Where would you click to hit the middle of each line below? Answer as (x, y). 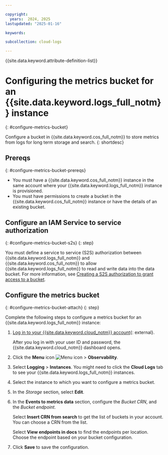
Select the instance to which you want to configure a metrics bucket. (84, 382)
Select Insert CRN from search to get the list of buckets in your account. (88, 417)
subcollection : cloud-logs (33, 42)
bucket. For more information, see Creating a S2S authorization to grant (79, 274)
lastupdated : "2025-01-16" (33, 24)
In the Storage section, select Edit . (48, 392)
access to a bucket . (26, 279)
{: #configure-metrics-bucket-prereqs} (46, 170)
